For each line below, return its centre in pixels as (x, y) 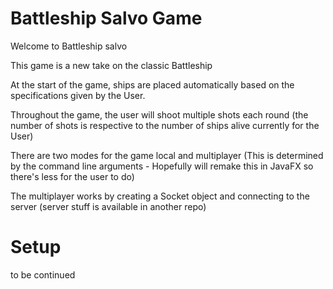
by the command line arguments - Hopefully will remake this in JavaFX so (162, 166)
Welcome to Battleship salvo (69, 46)
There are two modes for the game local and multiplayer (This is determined (167, 155)
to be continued (43, 274)
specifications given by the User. (78, 95)
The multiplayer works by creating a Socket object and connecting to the (160, 196)
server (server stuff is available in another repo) (108, 206)
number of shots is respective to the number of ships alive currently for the (165, 125)
